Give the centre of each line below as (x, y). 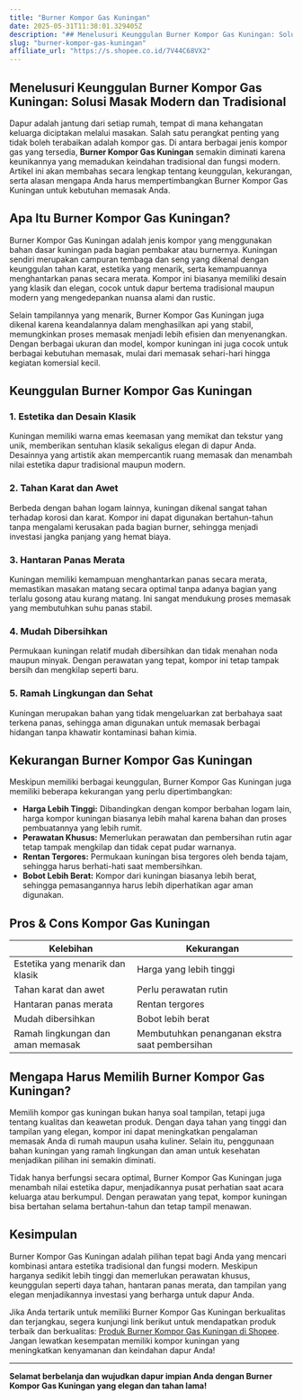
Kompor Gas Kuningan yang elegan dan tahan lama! (108, 1386)
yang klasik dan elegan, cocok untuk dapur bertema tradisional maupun (142, 288)
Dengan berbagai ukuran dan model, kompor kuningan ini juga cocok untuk (149, 344)
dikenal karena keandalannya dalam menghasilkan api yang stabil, (131, 324)
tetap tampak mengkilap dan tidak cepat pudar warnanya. (129, 848)
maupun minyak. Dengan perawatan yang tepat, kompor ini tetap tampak (144, 660)
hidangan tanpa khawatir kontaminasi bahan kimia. (103, 732)
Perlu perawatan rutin (182, 990)
